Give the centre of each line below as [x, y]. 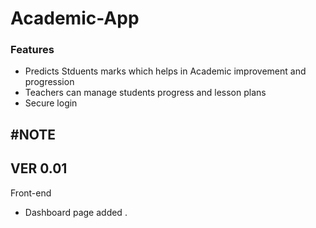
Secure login [51, 103]
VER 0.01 [39, 168]
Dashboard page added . [76, 212]
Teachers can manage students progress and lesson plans [145, 93]
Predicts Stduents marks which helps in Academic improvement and [165, 71]
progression [49, 82]
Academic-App [75, 18]
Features [32, 50]
